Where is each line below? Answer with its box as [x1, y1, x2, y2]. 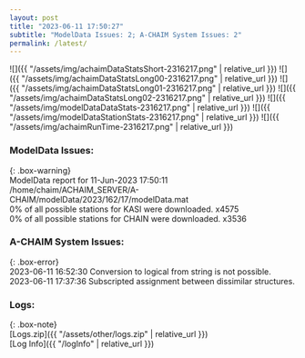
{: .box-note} [9, 319, 57, 330]
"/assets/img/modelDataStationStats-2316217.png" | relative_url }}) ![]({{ [9, 112, 280, 123]
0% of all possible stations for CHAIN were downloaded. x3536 [9, 213, 248, 224]
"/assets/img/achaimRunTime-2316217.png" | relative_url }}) [9, 122, 234, 133]
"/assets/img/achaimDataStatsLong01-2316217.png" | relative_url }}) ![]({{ [21, 83, 297, 94]
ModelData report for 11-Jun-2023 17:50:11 [9, 174, 168, 185]
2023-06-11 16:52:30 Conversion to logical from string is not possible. [9, 265, 271, 277]
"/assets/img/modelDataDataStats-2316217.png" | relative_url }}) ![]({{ [9, 102, 270, 114]
